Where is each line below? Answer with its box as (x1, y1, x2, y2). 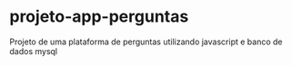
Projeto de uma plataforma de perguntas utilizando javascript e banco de (9, 36, 283, 47)
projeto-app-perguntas (9, 6, 189, 27)
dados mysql (9, 45, 58, 56)
